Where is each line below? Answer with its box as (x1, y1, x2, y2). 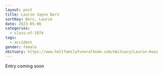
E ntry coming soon (5, 63, 44, 69)
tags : (5, 35, 17, 40)
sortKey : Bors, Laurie (5, 16, 53, 21)
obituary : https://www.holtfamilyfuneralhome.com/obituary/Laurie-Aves (5, 49, 158, 54)
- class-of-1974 (10, 30, 44, 35)
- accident (10, 40, 33, 45)
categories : (5, 26, 30, 31)
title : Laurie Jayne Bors (5, 12, 59, 17)
